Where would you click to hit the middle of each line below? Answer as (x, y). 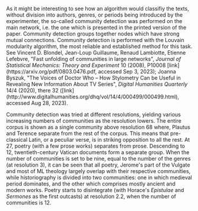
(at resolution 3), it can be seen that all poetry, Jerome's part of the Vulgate (98, 165)
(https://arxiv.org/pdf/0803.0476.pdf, (52, 71)
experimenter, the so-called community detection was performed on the (94, 21)
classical (17, 140)
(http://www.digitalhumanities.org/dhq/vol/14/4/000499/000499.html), (93, 97)
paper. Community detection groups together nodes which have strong (93, 34)
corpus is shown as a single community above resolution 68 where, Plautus (98, 127)
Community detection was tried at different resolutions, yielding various (93, 114)
